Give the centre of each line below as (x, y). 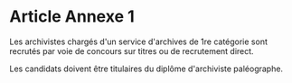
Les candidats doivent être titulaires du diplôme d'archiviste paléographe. (146, 69)
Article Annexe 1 (72, 17)
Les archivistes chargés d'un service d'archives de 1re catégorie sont (139, 41)
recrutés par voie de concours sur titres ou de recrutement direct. (132, 51)
